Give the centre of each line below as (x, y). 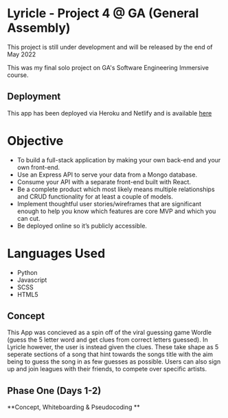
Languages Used (56, 253)
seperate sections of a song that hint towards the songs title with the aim (110, 354)
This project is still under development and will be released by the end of (110, 47)
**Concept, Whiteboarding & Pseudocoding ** (73, 407)
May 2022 (22, 54)
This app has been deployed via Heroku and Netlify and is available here (110, 113)
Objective (35, 141)
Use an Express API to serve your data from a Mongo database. (107, 175)
